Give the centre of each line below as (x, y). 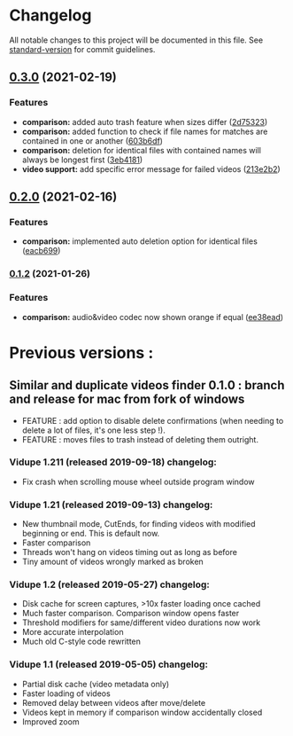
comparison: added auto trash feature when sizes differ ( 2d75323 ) (145, 121)
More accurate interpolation (73, 632)
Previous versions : (81, 352)
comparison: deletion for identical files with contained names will (141, 150)
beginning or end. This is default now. (91, 534)
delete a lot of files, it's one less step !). (93, 430)
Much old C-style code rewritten (81, 642)
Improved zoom (50, 721)
